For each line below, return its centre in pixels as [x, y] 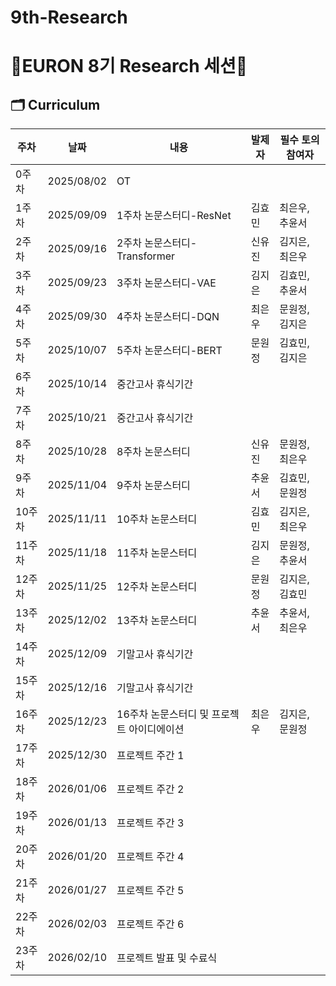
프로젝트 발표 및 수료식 [167, 958]
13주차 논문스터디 [157, 621]
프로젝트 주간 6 [150, 924]
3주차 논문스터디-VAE [166, 283]
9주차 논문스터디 [153, 486]
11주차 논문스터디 [157, 553]
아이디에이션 [156, 729]
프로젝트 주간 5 [150, 891]
